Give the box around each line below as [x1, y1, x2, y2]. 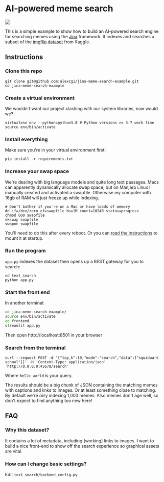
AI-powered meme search [5, 3, 114, 14]
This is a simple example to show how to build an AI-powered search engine [5, 28, 159, 34]
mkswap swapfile [5, 217, 38, 222]
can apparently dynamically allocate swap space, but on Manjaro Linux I [5, 184, 151, 190]
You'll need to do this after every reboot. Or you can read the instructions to [5, 230, 158, 236]
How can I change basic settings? [5, 460, 87, 467]
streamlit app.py [5, 323, 41, 328]
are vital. [5, 448, 23, 454]
